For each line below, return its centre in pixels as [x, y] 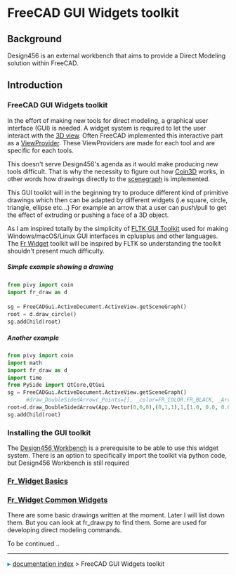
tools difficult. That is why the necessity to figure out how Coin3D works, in [116, 171]
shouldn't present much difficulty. [56, 251]
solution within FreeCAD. [43, 63]
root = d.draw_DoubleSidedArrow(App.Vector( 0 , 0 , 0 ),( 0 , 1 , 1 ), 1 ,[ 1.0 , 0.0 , [113, 407]
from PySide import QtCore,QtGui [56, 385]
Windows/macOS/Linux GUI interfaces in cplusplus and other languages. [113, 236]
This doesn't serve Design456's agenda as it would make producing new [113, 164]
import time [25, 378]
